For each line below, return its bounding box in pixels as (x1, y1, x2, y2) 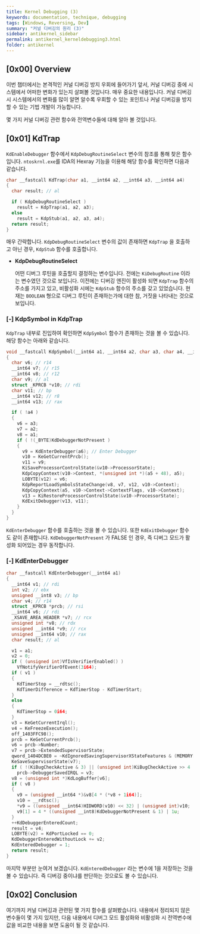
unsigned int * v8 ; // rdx (11, 620, 76, 626)
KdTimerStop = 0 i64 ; (17, 709, 68, 715)
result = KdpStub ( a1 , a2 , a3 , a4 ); (17, 216, 105, 222)
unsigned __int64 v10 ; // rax (11, 631, 86, 637)
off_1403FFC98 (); (11, 731, 55, 737)
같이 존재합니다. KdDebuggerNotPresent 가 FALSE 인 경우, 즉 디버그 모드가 (12, 534, 185, 541)
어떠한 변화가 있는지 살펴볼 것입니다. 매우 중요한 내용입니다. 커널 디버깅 (26, 88, 192, 96)
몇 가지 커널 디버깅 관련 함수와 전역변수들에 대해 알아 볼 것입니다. (6, 116, 157, 123)
